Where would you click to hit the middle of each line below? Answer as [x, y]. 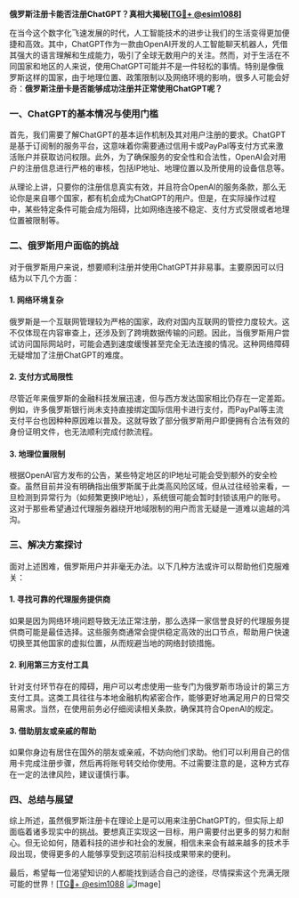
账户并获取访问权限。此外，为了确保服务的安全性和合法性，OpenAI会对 [147, 157]
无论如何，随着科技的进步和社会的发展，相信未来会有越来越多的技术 [157, 843]
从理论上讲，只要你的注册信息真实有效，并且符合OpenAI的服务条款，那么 [144, 187]
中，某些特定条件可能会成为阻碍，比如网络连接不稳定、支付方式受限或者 [141, 209]
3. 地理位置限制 [37, 454]
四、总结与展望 [41, 800]
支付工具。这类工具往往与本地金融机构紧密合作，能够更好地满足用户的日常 [145, 697]
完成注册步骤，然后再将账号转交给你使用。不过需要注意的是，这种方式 [153, 764]
